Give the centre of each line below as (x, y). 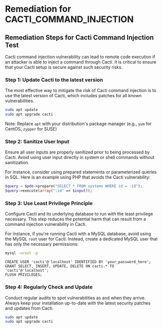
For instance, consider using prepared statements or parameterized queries (81, 172)
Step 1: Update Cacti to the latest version (54, 80)
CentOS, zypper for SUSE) (31, 129)
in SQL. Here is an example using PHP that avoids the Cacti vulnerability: (78, 177)
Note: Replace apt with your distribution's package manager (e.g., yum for (78, 124)
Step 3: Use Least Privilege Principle (49, 203)
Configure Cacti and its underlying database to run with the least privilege (79, 214)
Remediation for (38, 9)
